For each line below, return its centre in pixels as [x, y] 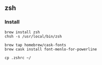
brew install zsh [22, 32]
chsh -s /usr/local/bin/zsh [33, 36]
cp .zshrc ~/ [18, 58]
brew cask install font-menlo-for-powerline [51, 49]
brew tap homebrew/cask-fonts [36, 45]
